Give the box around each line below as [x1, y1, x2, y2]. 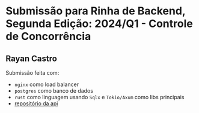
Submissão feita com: [5, 69, 60, 76]
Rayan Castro [5, 53, 58, 63]
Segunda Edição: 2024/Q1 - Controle [5, 17, 193, 30]
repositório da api [14, 100, 58, 107]
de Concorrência [5, 30, 91, 43]
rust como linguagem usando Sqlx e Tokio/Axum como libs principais [14, 94, 185, 100]
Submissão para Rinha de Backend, [5, 4, 186, 18]
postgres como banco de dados [14, 87, 94, 94]
